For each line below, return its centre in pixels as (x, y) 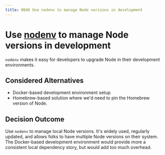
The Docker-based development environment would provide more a (75, 142)
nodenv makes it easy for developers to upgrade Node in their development (82, 59)
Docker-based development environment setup (61, 93)
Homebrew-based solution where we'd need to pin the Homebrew (81, 98)
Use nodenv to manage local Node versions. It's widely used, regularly (77, 131)
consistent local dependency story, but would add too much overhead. (78, 147)
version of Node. (30, 103)
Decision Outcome (35, 119)
